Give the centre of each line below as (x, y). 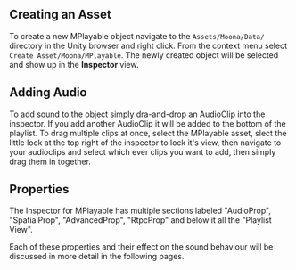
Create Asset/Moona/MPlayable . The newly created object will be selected (144, 55)
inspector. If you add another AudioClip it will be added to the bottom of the (148, 123)
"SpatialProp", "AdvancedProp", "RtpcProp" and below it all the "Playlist (140, 220)
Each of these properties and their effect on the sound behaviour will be (141, 247)
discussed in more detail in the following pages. (97, 257)
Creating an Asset (60, 15)
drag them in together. (50, 161)
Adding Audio (48, 93)
